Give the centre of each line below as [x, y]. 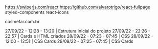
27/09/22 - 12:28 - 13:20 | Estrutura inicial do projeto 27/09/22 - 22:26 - [78, 31]
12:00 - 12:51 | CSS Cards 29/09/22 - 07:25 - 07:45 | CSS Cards [69, 41]
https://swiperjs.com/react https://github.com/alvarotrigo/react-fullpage [78, 7]
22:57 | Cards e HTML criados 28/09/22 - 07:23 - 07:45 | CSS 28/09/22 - [79, 36]
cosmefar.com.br [22, 22]
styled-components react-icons [37, 12]
